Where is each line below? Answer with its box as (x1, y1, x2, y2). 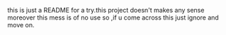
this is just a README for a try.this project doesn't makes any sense (7, 6, 205, 14)
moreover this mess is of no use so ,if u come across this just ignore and (7, 13, 220, 22)
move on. (7, 21, 35, 29)
